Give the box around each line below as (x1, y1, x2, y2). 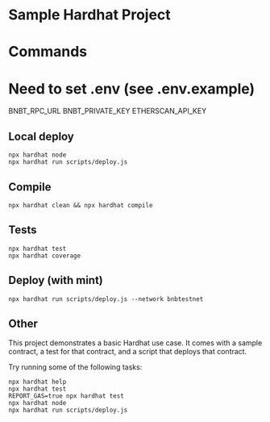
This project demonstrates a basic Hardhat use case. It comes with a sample (8, 338, 263, 348)
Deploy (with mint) (8, 274, 103, 287)
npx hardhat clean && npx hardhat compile (8, 201, 153, 209)
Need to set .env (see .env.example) (8, 79, 255, 98)
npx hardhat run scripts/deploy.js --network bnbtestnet (8, 295, 204, 303)
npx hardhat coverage (8, 252, 81, 260)
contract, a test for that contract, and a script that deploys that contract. (8, 347, 247, 357)
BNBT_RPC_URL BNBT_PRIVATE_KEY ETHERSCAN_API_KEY (8, 107, 207, 116)
